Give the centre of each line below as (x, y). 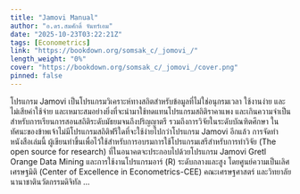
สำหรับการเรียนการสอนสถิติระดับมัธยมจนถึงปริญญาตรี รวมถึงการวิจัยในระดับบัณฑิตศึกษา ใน (145, 121)
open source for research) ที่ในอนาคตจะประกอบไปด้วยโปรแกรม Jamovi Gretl (138, 151)
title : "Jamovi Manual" (54, 17)
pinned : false (37, 76)
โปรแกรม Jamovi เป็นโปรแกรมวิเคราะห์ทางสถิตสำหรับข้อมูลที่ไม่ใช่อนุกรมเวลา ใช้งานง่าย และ (148, 101)
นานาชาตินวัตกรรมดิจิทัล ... (50, 181)
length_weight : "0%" (49, 59)
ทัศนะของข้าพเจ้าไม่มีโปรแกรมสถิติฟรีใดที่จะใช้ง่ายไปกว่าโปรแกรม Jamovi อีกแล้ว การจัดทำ (145, 131)
